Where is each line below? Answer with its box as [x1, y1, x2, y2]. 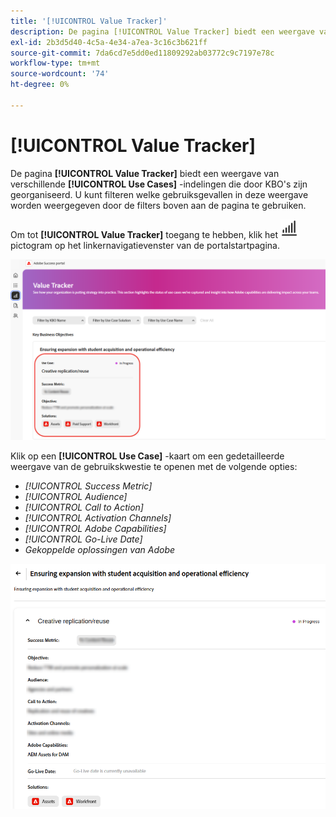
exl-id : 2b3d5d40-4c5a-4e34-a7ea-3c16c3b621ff [10, 37, 208, 47]
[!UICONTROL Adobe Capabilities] [24, 523, 167, 535]
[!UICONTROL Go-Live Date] [24, 533, 143, 545]
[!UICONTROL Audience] [24, 491, 128, 503]
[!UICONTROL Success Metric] [24, 480, 153, 492]
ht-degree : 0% [10, 80, 70, 90]
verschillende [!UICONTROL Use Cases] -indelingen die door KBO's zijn [10, 178, 308, 190]
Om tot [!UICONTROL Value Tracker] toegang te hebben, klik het [10, 228, 279, 240]
